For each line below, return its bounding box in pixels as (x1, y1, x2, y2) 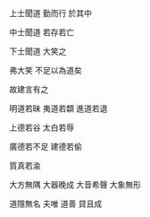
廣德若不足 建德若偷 (9, 142, 82, 152)
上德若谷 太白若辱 (9, 122, 74, 133)
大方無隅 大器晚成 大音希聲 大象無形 (9, 179, 141, 190)
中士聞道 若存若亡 (9, 27, 74, 38)
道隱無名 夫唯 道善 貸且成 (9, 198, 103, 209)
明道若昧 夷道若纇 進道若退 (9, 103, 108, 114)
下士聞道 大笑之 (9, 46, 67, 56)
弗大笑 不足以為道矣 (9, 65, 82, 75)
